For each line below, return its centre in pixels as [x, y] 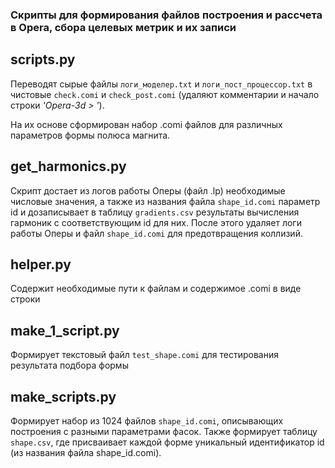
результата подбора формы [69, 365]
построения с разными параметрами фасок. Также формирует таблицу [164, 431]
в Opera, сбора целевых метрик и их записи [123, 27]
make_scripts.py [63, 396]
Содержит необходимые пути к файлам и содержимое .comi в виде [156, 289]
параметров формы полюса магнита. [90, 135]
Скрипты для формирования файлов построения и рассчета [166, 15]
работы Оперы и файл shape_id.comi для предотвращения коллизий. [156, 233]
